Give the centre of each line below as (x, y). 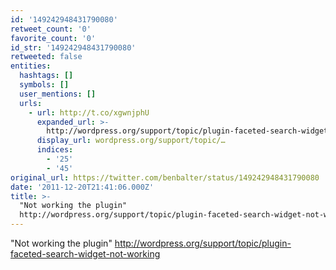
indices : (55, 150)
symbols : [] (44, 85)
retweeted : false (46, 57)
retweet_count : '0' (51, 29)
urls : (31, 103)
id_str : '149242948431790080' (73, 47)
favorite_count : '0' (53, 38)
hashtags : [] (46, 76)
